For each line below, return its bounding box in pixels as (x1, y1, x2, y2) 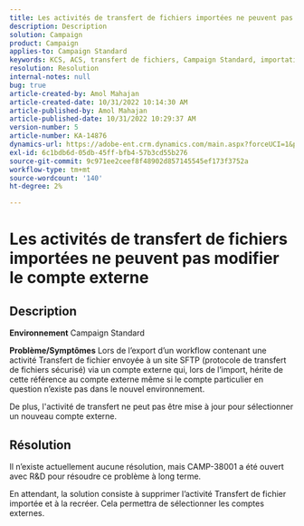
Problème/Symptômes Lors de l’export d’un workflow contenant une (9, 346, 267, 356)
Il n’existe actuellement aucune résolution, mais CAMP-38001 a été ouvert (9, 461, 285, 472)
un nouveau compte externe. (9, 411, 118, 422)
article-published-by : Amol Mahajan (9, 106, 147, 115)
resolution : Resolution (9, 64, 100, 73)
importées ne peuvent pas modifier (9, 248, 280, 268)
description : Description (9, 22, 107, 31)
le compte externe (9, 268, 149, 288)
